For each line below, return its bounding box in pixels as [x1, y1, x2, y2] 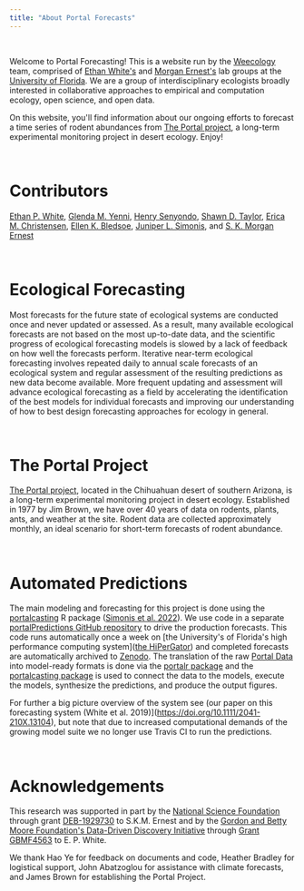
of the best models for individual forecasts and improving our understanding [9, 396, 295, 406]
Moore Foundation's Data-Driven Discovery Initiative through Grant [9, 825, 260, 836]
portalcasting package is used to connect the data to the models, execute [9, 671, 285, 681]
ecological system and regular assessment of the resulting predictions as [9, 367, 283, 377]
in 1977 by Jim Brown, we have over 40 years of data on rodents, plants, [9, 504, 279, 515]
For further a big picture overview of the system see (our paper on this [9, 698, 273, 709]
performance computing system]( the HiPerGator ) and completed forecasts [9, 641, 289, 652]
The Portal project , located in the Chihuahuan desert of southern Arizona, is [9, 485, 293, 495]
